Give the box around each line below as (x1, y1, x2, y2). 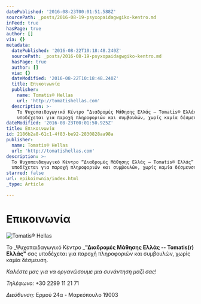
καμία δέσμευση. (6, 256, 48, 263)
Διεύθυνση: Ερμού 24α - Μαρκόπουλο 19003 (6, 291, 118, 298)
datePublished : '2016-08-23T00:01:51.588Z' (6, 8, 117, 15)
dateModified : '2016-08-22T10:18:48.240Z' (11, 75, 119, 81)
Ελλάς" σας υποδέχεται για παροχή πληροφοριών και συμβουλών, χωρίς (6, 250, 191, 257)
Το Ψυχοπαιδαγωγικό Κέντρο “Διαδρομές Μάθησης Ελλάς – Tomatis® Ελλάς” (11, 159, 194, 165)
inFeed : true (6, 20, 39, 26)
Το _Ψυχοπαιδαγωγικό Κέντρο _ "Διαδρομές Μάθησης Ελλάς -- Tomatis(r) (6, 244, 194, 251)
